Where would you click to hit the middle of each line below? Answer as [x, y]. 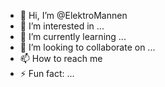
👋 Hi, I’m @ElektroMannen [73, 15]
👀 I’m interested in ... [62, 26]
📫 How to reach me [61, 58]
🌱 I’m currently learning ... [73, 36]
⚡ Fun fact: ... [47, 73]
